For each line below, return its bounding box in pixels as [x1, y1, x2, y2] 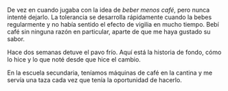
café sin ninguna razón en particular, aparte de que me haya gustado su [7, 27, 211, 36]
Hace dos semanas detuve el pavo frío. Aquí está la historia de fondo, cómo [7, 48, 222, 56]
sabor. [7, 35, 25, 43]
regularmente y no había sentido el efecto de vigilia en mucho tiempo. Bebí [7, 21, 220, 28]
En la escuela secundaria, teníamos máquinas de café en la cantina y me [7, 68, 213, 77]
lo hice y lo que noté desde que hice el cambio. [7, 55, 141, 64]
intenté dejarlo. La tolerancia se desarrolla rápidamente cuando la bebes [7, 13, 212, 21]
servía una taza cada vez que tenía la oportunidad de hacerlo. [7, 76, 182, 84]
